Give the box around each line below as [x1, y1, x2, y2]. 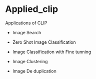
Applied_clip [5, 3, 58, 15]
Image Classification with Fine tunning [12, 49, 91, 55]
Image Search [12, 29, 41, 35]
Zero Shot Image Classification [12, 39, 76, 45]
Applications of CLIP [5, 20, 47, 26]
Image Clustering [12, 58, 48, 64]
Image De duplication [12, 68, 56, 74]
